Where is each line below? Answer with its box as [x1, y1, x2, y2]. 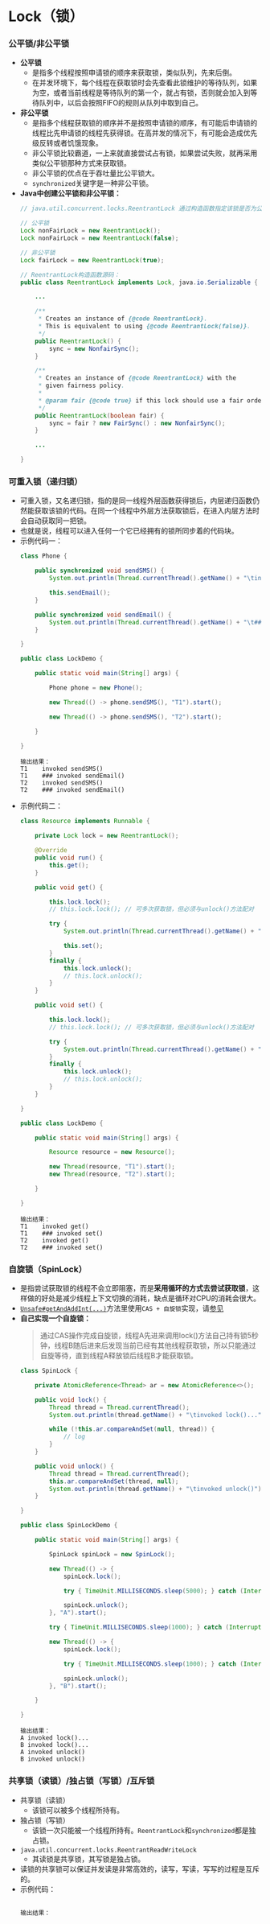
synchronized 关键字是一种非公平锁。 [31, 179, 153, 188]
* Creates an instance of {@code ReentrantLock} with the [38, 374, 237, 382]
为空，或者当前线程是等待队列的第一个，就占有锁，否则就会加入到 [31, 88, 251, 97]
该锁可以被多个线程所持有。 [31, 1805, 125, 1815]
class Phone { [19, 552, 67, 560]
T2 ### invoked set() [19, 1243, 104, 1251]
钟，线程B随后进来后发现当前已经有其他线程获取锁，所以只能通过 [39, 1341, 256, 1350]
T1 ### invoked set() [19, 1229, 104, 1238]
